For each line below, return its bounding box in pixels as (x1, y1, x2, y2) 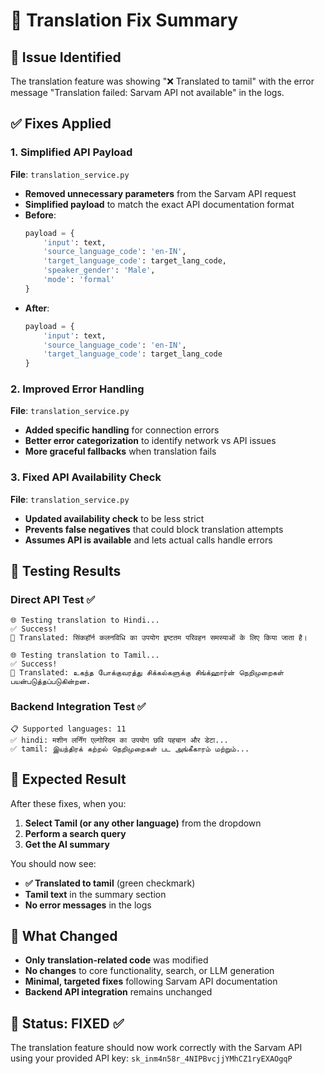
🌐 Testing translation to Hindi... (10, 615, 160, 626)
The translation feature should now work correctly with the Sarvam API (10, 1042, 303, 1054)
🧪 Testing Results (10, 563, 122, 580)
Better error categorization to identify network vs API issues (24, 435, 277, 447)
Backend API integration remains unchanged (24, 986, 213, 998)
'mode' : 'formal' (43, 275, 115, 285)
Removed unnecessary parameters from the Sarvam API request (24, 187, 297, 199)
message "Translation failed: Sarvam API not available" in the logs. (10, 87, 285, 98)
